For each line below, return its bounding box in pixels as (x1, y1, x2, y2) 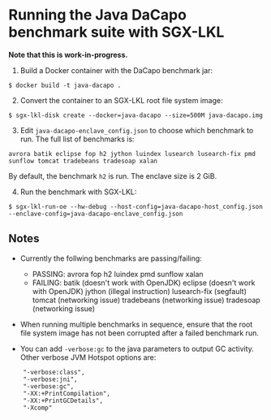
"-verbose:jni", (23, 375, 79, 383)
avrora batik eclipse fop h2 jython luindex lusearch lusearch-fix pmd (8, 149, 256, 158)
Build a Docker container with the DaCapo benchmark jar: (19, 65, 213, 75)
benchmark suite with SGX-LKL (8, 23, 225, 41)
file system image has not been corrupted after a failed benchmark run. (19, 327, 260, 338)
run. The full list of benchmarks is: (19, 134, 135, 144)
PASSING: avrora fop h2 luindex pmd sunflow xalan (32, 269, 204, 279)
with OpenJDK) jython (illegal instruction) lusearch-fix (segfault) (32, 286, 247, 296)
